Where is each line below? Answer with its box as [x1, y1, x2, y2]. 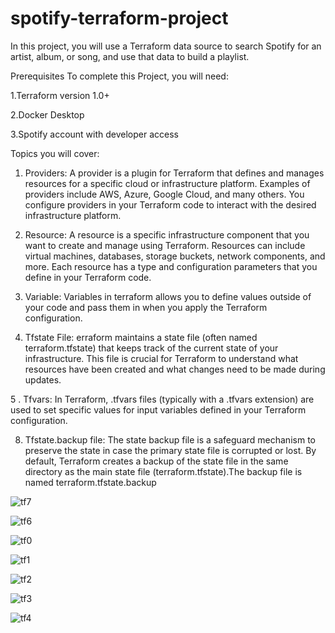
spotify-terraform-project [10, 7, 229, 30]
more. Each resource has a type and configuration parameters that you [24, 260, 318, 272]
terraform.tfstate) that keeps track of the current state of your [24, 342, 279, 354]
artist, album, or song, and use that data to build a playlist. [10, 50, 250, 62]
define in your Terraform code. [24, 271, 152, 283]
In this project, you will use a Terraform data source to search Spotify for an [10, 40, 322, 52]
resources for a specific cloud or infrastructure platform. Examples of [24, 177, 311, 189]
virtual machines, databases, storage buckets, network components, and [24, 250, 326, 262]
